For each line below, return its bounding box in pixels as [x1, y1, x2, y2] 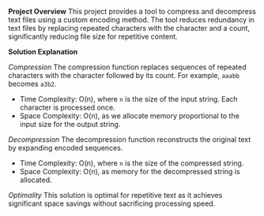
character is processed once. [19, 102, 116, 112]
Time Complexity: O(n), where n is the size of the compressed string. [19, 158, 244, 168]
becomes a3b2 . [8, 79, 57, 88]
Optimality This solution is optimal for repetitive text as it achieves [8, 191, 223, 199]
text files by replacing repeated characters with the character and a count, [8, 24, 251, 32]
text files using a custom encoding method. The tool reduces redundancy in [8, 15, 255, 24]
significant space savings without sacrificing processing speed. [8, 199, 216, 208]
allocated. [19, 175, 53, 184]
